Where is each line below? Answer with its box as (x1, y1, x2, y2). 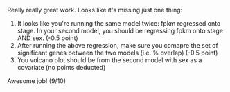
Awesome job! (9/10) (7, 77, 67, 85)
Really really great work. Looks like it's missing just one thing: (7, 6, 183, 14)
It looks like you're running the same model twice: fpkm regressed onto (17, 19, 221, 27)
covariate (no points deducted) (17, 64, 106, 71)
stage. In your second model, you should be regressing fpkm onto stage (17, 27, 224, 35)
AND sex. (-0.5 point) (17, 34, 78, 42)
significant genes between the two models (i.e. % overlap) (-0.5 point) (17, 48, 218, 57)
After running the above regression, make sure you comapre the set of (17, 42, 218, 49)
